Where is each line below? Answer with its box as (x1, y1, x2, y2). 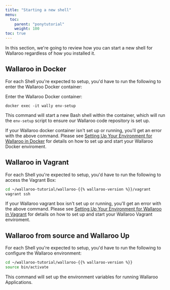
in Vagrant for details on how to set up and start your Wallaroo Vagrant (5, 211, 153, 218)
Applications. (5, 279, 33, 285)
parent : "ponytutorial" (14, 21, 65, 27)
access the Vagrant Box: (5, 177, 56, 183)
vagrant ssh (5, 191, 30, 196)
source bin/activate (5, 265, 49, 270)
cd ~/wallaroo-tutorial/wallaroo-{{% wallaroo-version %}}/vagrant (5, 187, 151, 192)
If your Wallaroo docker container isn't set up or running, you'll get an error (5, 127, 162, 133)
